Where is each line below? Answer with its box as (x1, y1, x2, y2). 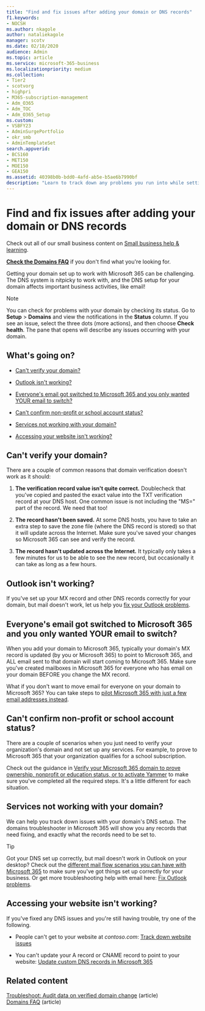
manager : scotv (6, 37, 45, 44)
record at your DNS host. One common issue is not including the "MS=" (15, 498, 196, 505)
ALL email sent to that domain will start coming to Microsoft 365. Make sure (6, 658, 196, 665)
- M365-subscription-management (6, 94, 88, 100)
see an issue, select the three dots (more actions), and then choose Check (6, 319, 194, 327)
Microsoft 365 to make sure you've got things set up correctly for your (6, 868, 184, 875)
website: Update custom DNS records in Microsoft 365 (15, 958, 153, 965)
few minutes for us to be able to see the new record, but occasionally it (15, 554, 194, 561)
